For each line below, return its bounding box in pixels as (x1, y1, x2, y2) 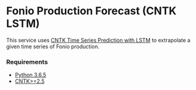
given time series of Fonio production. (6, 43, 100, 50)
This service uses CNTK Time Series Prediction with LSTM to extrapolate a (6, 36, 191, 44)
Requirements (6, 58, 48, 66)
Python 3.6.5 (14, 72, 47, 79)
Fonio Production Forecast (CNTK (6, 4, 177, 18)
